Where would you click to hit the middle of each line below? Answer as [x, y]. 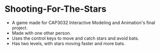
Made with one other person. [41, 33]
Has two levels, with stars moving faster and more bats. [68, 43]
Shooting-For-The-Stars [56, 9]
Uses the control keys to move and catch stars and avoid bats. [75, 38]
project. [20, 27]
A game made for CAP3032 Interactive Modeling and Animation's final [83, 23]
